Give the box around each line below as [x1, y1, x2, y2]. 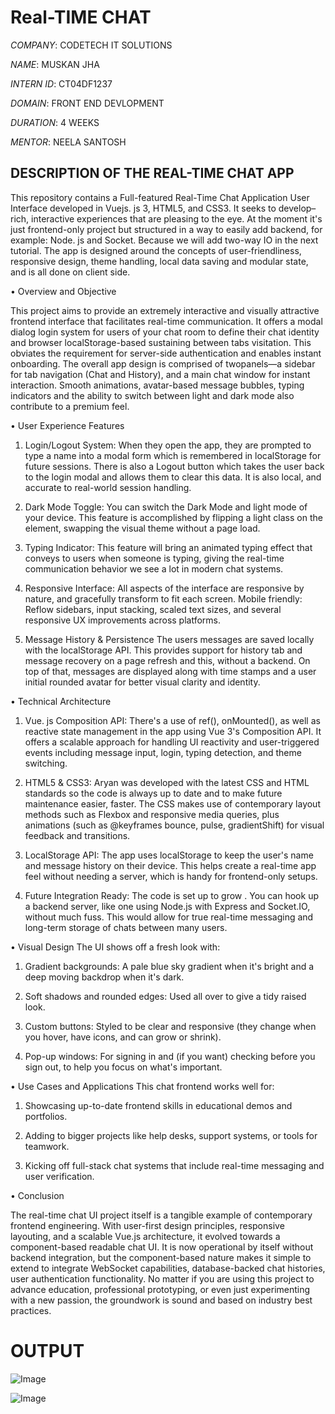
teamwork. [24, 1140, 70, 1152]
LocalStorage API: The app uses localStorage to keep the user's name [24, 849, 314, 861]
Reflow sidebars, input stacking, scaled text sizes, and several [24, 603, 282, 615]
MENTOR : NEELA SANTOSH [10, 136, 127, 148]
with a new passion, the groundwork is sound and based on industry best [10, 1294, 313, 1306]
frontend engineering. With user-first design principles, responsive [10, 1219, 285, 1231]
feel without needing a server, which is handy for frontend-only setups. [24, 870, 318, 882]
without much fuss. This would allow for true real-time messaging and [24, 911, 314, 923]
